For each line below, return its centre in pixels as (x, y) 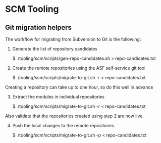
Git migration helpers (38, 27)
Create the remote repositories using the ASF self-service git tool (79, 68)
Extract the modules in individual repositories (58, 97)
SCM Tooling (32, 9)
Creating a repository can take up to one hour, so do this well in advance (79, 87)
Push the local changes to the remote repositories (63, 125)
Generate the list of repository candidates (55, 49)
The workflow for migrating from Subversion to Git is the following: (73, 39)
